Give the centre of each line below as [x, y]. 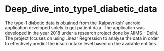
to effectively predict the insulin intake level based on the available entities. [81, 43]
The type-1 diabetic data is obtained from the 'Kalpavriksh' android [73, 23]
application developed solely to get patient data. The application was [75, 27]
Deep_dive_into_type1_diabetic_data [81, 9]
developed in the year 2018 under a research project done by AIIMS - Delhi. [82, 33]
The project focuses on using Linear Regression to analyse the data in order [82, 38]
